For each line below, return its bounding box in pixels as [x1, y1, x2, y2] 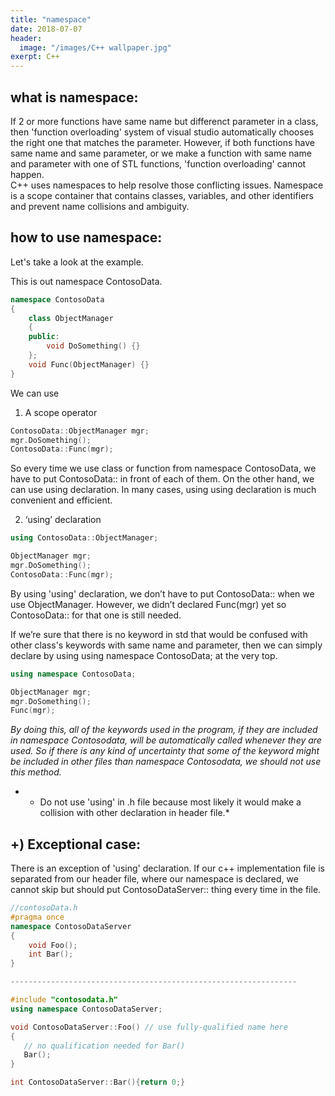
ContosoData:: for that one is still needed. [10, 609, 182, 621]
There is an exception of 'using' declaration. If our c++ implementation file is [10, 862, 325, 875]
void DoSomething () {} [46, 341, 141, 351]
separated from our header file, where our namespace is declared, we [10, 873, 299, 885]
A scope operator [24, 406, 98, 418]
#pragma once [10, 912, 65, 922]
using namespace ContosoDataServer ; [10, 1004, 163, 1014]
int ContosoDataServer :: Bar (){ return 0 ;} [10, 1077, 186, 1088]
